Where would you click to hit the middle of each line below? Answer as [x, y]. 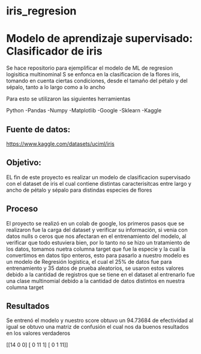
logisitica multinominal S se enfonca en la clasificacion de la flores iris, [93, 75]
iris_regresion [41, 11]
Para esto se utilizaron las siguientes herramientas [68, 99]
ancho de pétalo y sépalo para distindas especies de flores [79, 190]
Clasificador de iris [54, 51]
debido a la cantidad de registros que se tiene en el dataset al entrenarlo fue [100, 274]
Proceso [22, 209]
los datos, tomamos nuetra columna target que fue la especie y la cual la [96, 249]
